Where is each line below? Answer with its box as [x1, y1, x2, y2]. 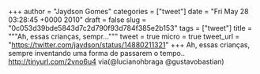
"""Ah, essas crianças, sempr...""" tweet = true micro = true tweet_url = [8, 31, 240, 41]
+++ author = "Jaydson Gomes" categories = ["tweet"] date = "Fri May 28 [8, 7, 249, 16]
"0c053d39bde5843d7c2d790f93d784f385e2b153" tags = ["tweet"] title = [8, 24, 253, 32]
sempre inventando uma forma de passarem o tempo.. [8, 49, 186, 57]
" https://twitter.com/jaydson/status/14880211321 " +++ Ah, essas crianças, [8, 40, 251, 50]
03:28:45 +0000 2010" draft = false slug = [8, 15, 147, 24]
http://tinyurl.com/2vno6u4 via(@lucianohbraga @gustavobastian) [8, 57, 224, 66]
